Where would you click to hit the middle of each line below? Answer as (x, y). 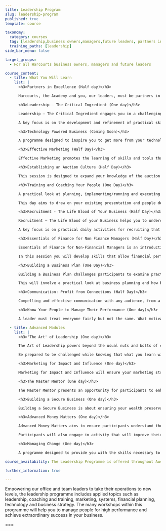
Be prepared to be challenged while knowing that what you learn (87, 355)
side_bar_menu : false (27, 51)
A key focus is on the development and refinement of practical (86, 123)
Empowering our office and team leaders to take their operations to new (78, 489)
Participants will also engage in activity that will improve (83, 435)
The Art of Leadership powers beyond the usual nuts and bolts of (88, 346)
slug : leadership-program (32, 14)
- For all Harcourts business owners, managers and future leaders (81, 64)
